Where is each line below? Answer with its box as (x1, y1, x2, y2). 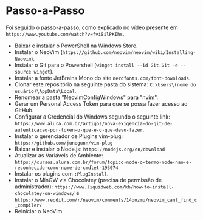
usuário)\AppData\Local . (14, 87, 77, 94)
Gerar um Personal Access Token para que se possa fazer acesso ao (14, 100, 188, 107)
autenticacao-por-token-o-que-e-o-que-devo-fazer (14, 127, 143, 133)
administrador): (14, 183, 53, 190)
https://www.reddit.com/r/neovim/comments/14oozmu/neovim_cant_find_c (14, 197, 198, 203)
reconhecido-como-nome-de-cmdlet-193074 (14, 165, 119, 171)
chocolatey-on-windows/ (14, 190, 75, 196)
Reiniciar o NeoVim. (14, 207, 64, 215)
